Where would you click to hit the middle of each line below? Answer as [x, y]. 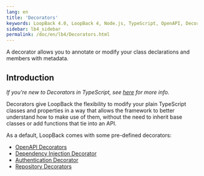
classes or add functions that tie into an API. [61, 123]
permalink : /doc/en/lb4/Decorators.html [58, 35]
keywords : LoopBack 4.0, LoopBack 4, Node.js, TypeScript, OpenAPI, [95, 23]
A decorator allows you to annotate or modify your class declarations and [98, 52]
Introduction [30, 78]
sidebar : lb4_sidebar [34, 29]
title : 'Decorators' [32, 18]
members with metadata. [37, 58]
